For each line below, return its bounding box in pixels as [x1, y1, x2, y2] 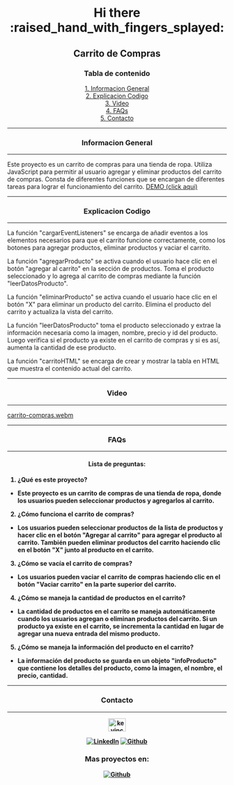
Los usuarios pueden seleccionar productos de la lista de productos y [17, 523, 224, 532]
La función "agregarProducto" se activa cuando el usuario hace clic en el [7, 257, 217, 266]
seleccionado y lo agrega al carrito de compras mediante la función [7, 272, 201, 281]
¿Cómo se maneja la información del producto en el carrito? [17, 643, 194, 652]
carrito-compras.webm [7, 410, 74, 419]
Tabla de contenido [84, 68, 150, 78]
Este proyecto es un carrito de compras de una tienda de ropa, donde [17, 489, 221, 498]
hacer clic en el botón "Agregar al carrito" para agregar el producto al [17, 531, 222, 539]
